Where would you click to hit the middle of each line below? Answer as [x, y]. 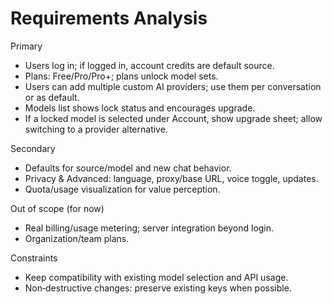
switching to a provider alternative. [96, 129]
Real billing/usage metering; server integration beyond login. [149, 228]
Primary [26, 46]
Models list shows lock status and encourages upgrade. [140, 108]
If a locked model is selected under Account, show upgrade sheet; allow [173, 118]
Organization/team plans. [77, 238]
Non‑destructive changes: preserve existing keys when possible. [158, 288]
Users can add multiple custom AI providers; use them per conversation [173, 86]
